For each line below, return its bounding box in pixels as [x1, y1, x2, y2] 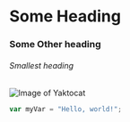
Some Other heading [9, 38, 101, 51]
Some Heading [9, 6, 121, 27]
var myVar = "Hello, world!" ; [9, 105, 123, 114]
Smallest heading [9, 60, 74, 70]
